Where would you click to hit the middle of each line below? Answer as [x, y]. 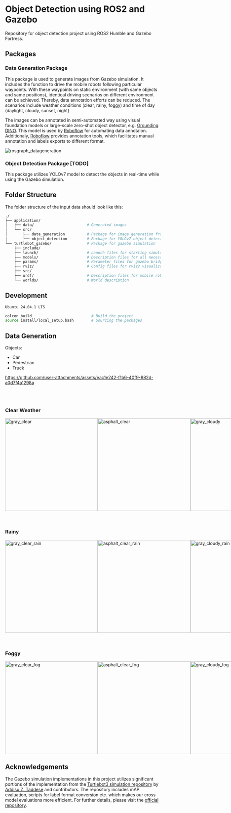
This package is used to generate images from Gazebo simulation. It [75, 79]
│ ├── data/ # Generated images [66, 225]
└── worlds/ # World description [72, 280]
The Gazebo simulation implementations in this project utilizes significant [79, 779]
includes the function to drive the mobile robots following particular [74, 84]
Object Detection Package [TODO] [47, 163]
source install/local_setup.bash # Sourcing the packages [74, 321]
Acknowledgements [37, 767]
